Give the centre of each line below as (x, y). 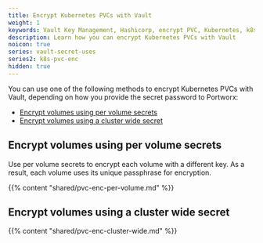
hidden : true (29, 67)
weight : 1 (24, 23)
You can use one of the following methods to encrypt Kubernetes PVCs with (131, 89)
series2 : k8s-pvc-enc (43, 60)
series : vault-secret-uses (52, 52)
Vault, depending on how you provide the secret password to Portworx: (123, 97)
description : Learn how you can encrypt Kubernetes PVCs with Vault (122, 37)
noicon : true (29, 45)
